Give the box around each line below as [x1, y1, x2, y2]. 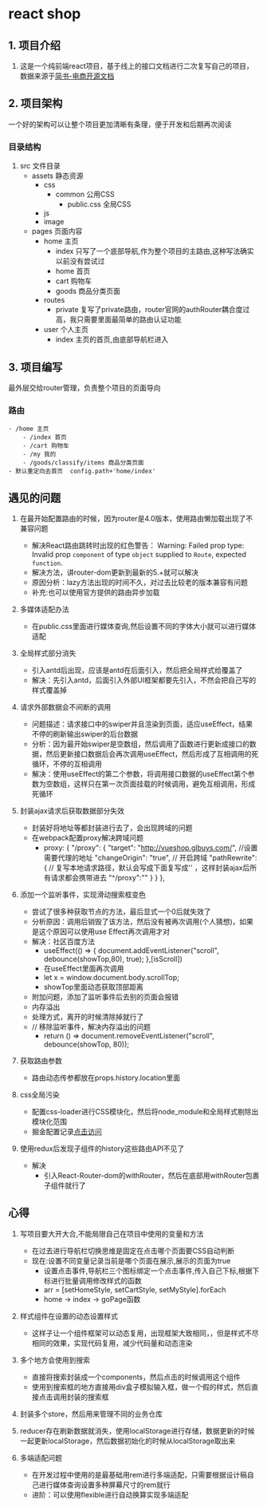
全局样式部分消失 [19, 648, 77, 659]
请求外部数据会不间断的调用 [19, 702, 112, 712]
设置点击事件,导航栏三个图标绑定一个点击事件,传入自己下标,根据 [43, 1266, 253, 1276]
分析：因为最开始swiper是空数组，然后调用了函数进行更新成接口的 [31, 739, 249, 749]
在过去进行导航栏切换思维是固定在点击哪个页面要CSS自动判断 [31, 1246, 235, 1256]
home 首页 [55, 267, 91, 276]
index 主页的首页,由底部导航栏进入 [55, 334, 169, 344]
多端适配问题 [19, 1453, 62, 1462]
